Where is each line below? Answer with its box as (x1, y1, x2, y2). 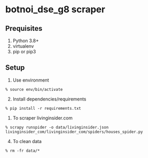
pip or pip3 (12, 49, 36, 54)
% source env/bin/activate (5, 87, 63, 92)
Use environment (12, 77, 50, 83)
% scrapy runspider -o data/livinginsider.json (5, 125, 109, 130)
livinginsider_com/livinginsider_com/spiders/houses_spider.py (5, 129, 143, 134)
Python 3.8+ (12, 37, 39, 44)
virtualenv (12, 43, 34, 49)
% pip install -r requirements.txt (5, 106, 81, 111)
